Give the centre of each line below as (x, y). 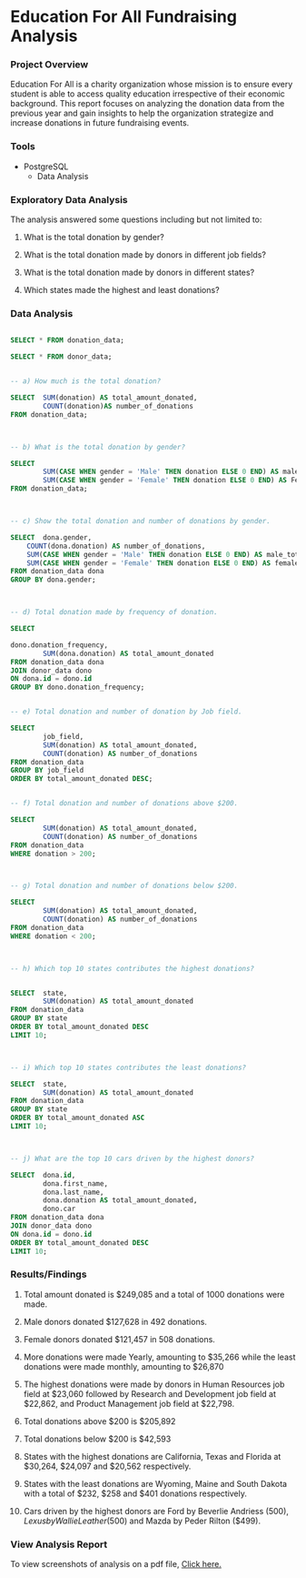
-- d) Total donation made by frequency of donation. (114, 612)
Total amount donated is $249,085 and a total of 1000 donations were (154, 1294)
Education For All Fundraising (123, 17)
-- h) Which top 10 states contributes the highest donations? (133, 968)
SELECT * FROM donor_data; (61, 357)
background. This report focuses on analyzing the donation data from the (148, 104)
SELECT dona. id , (43, 1175)
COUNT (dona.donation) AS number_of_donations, (116, 546)
